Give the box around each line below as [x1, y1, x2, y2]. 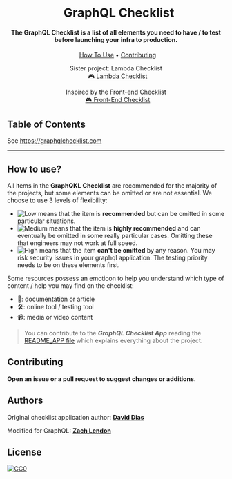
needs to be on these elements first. [17, 261, 120, 269]
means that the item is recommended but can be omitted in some [37, 210, 225, 218]
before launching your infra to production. [54, 35, 178, 43]
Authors [7, 395, 43, 407]
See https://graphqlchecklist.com [7, 137, 102, 145]
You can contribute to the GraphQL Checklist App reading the [23, 329, 202, 338]
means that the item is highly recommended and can [49, 224, 201, 233]
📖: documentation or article [17, 295, 95, 304]
